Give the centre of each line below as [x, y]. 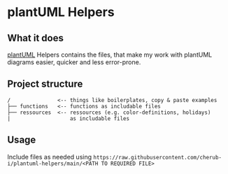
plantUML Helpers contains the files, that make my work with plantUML [110, 55]
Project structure [45, 84]
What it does [36, 38]
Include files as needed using [50, 157]
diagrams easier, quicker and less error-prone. [74, 62]
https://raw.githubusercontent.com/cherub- [158, 157]
